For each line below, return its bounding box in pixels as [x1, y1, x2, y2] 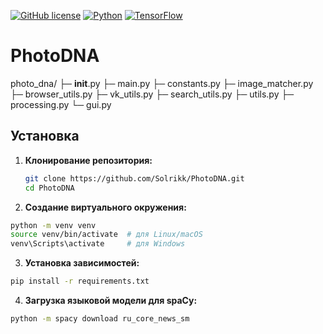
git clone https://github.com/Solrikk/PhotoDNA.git [24, 173, 245, 184]
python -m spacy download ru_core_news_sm [10, 314, 190, 324]
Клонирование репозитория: [24, 154, 153, 166]
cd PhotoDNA [24, 183, 75, 193]
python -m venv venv [10, 220, 97, 230]
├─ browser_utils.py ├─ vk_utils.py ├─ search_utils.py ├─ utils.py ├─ [10, 88, 295, 100]
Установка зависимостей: [24, 257, 140, 269]
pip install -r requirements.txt [10, 276, 150, 287]
